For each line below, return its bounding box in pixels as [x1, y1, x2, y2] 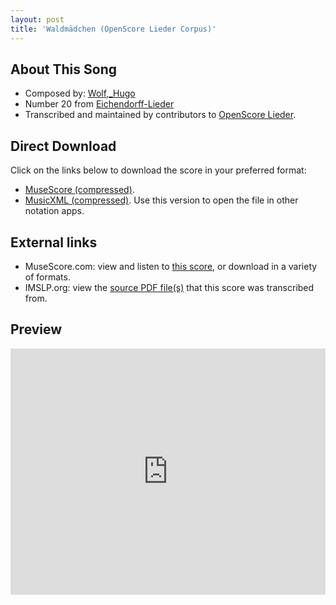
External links [10, 234, 98, 251]
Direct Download [10, 137, 117, 155]
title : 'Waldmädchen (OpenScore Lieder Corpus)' [10, 24, 217, 34]
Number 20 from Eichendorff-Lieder [24, 98, 175, 110]
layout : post [10, 14, 65, 25]
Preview [10, 321, 63, 338]
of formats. [24, 271, 71, 283]
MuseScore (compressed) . [24, 184, 135, 196]
